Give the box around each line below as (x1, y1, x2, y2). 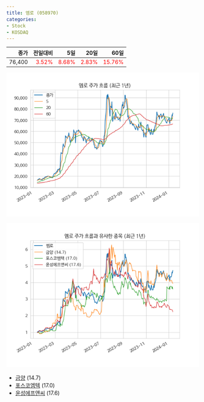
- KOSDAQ (6, 29, 29, 35)
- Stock (6, 23, 26, 29)
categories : (6, 16, 37, 23)
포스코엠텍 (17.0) (15, 381, 55, 389)
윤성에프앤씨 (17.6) (15, 389, 60, 397)
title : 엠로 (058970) (6, 10, 59, 16)
